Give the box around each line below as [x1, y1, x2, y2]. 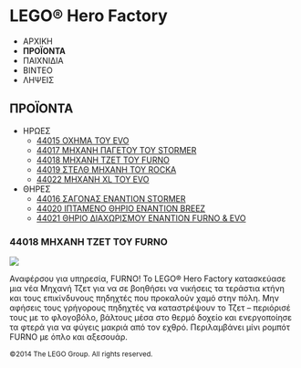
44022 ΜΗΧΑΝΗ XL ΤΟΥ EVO [36, 173, 150, 184]
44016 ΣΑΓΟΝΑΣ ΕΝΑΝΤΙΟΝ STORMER [36, 193, 186, 204]
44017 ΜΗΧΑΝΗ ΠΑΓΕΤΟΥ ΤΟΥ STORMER [36, 144, 197, 155]
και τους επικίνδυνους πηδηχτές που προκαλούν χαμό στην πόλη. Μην [9, 293, 280, 304]
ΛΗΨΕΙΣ [22, 74, 55, 85]
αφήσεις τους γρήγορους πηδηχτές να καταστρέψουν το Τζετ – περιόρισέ [9, 302, 291, 313]
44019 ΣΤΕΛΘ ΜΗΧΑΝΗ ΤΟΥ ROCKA [36, 163, 177, 174]
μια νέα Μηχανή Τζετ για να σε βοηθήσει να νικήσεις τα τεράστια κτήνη [9, 283, 285, 294]
